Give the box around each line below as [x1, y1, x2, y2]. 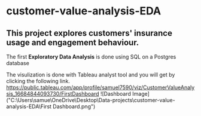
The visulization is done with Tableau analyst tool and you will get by [6, 71, 175, 78]
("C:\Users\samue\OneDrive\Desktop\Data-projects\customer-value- [6, 97, 175, 103]
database [6, 60, 30, 66]
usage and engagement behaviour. [6, 37, 139, 47]
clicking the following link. [6, 78, 71, 84]
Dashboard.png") [53, 103, 96, 110]
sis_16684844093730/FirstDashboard [6, 90, 100, 97]
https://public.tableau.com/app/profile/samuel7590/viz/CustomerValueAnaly [6, 84, 195, 91]
